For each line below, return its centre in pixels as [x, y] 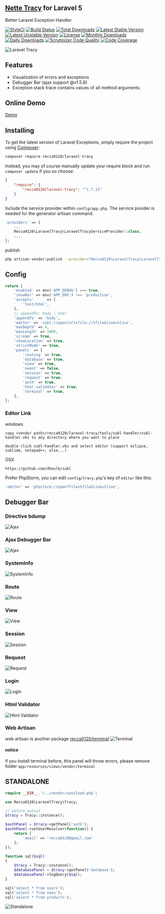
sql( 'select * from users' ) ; [35, 888]
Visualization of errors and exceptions [51, 77]
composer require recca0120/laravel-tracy [49, 157]
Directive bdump [25, 516]
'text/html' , [36, 305]
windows [14, 424]
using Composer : [23, 148]
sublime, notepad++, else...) [36, 450]
